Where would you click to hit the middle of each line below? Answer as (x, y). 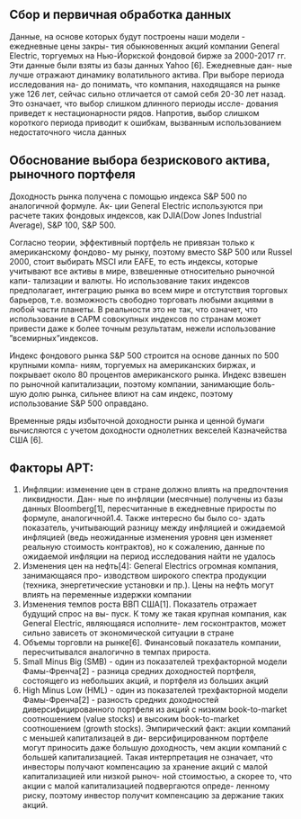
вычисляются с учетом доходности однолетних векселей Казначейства (148, 430)
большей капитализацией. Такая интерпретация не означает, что (148, 757)
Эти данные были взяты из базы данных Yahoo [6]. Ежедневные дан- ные (151, 65)
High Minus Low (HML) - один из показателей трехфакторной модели (155, 690)
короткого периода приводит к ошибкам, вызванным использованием (145, 122)
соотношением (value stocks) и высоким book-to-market (131, 719)
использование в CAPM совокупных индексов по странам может (135, 319)
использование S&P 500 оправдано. (79, 403)
